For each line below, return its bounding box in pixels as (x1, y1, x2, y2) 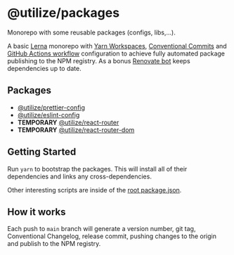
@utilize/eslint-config (17, 110, 80, 119)
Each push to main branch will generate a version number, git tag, (7, 225, 196, 233)
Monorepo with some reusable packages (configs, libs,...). (7, 28, 176, 37)
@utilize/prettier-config (17, 103, 86, 112)
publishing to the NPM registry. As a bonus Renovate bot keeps (7, 56, 191, 65)
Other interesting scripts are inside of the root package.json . (7, 185, 182, 194)
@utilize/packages (7, 5, 120, 21)
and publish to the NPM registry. (7, 240, 101, 248)
